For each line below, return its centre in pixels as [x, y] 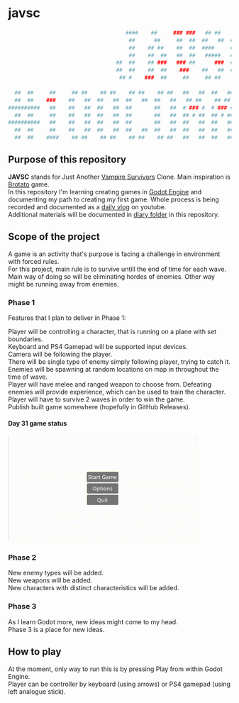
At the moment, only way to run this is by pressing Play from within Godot [115, 669]
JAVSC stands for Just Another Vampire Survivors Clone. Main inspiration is [119, 177]
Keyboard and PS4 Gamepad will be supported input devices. [98, 346]
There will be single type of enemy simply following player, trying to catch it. [119, 361]
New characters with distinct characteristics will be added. [94, 588]
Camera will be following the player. [60, 354]
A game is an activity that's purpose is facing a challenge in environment [114, 254]
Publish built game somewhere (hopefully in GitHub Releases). [99, 406]
